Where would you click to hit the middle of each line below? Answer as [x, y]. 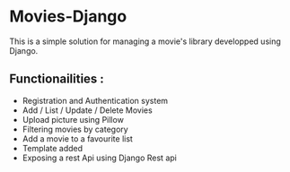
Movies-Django [68, 17]
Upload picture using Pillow [73, 119]
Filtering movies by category [75, 129]
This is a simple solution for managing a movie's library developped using [145, 41]
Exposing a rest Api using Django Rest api [99, 158]
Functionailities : [57, 79]
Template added [53, 148]
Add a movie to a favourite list [77, 138]
